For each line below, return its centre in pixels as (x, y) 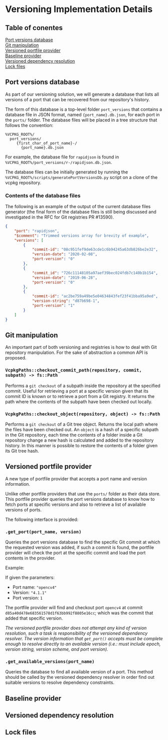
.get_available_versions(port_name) (50, 661)
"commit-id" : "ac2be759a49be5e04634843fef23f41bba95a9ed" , (95, 296)
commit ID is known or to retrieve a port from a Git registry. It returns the (80, 396)
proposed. (16, 358)
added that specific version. (34, 618)
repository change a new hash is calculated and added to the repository (79, 440)
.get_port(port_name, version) (43, 532)
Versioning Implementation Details (79, 9)
